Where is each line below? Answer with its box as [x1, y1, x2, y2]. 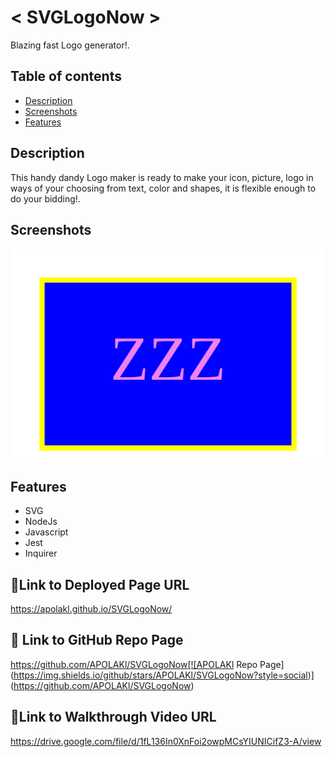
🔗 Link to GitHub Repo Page [10, 632, 184, 649]
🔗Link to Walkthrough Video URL [10, 709, 217, 726]
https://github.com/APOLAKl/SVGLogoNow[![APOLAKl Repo [10, 658, 258, 670]
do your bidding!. [10, 192, 81, 205]
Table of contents [10, 68, 122, 85]
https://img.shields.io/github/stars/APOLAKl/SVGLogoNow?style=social [13, 669, 308, 681]
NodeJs [24, 516, 58, 528]
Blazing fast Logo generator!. [10, 39, 130, 51]
